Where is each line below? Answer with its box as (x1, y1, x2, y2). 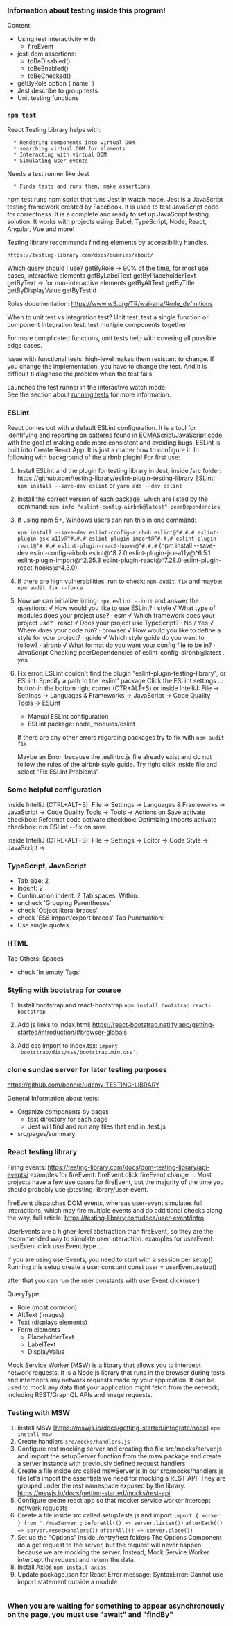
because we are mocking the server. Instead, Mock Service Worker (17, 1547, 210, 1556)
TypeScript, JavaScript (7, 861, 87, 871)
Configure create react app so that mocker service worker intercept (17, 1496, 211, 1504)
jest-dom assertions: (17, 49, 77, 58)
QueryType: (7, 1289, 41, 1298)
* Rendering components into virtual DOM (13, 138, 135, 146)
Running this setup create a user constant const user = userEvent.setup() (7, 1262, 217, 1271)
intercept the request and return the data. (17, 1555, 136, 1563)
